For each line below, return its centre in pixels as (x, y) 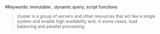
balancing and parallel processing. (51, 26)
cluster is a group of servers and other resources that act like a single (86, 16)
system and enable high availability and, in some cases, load (77, 21)
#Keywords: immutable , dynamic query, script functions (61, 7)
